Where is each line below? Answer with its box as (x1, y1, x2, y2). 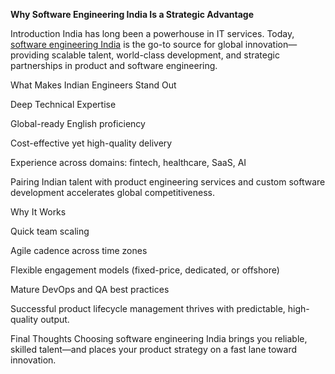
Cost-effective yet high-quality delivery (10, 137, 173, 149)
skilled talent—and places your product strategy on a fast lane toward (10, 344, 298, 355)
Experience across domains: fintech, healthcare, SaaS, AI (10, 157, 247, 168)
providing (10, 49, 50, 61)
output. (40, 314, 70, 325)
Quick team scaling (10, 225, 90, 237)
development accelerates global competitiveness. (10, 187, 216, 198)
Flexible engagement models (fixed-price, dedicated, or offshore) (10, 264, 280, 276)
